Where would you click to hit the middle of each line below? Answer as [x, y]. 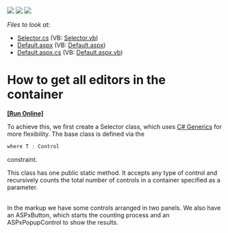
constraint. [22, 159]
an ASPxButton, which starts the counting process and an [88, 215]
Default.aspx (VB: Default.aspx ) [61, 45]
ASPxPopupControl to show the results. [63, 222]
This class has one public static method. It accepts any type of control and [112, 173]
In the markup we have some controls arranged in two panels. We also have [114, 208]
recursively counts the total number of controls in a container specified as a [114, 180]
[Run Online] [25, 113]
